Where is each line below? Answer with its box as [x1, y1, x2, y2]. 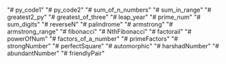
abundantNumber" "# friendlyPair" [7, 49, 105, 57]
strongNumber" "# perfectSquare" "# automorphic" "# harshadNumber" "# [7, 42, 219, 50]
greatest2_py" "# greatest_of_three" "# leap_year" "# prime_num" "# [7, 13, 201, 21]
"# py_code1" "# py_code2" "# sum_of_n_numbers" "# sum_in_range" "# [7, 6, 212, 14]
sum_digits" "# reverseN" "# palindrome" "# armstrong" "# [7, 20, 173, 28]
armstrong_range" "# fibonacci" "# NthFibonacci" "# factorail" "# [7, 27, 192, 35]
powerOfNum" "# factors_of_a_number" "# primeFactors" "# [7, 35, 178, 43]
